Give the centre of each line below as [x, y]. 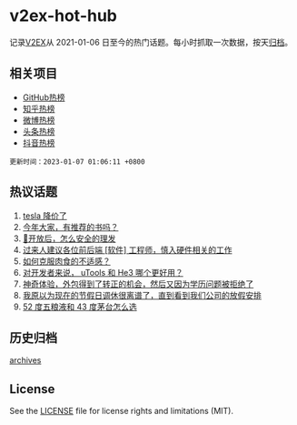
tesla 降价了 [45, 216]
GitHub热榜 [44, 97]
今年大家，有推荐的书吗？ [70, 227]
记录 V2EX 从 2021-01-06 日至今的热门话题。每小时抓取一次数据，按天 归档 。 [151, 42]
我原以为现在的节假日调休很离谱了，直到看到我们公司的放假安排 [142, 295]
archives [25, 360]
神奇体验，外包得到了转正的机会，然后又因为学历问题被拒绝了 [138, 284]
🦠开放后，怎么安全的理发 [69, 238]
